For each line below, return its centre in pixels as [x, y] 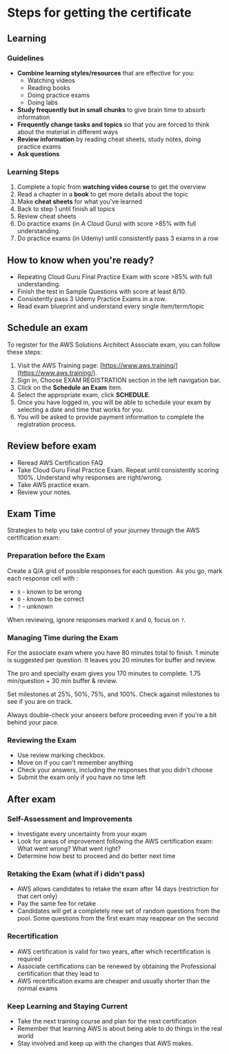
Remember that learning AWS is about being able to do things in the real [120, 1028]
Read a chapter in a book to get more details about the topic [102, 194]
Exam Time [32, 514]
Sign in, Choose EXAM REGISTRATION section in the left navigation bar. [119, 380]
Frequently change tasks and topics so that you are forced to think [113, 124]
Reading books [49, 87]
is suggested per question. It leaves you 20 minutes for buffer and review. [112, 660]
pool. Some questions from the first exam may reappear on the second [118, 918]
